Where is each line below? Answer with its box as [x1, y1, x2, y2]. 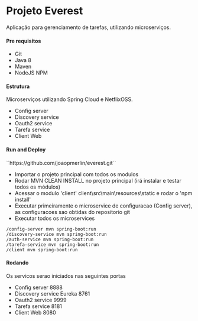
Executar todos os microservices [14, 215, 95, 222]
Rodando [6, 259, 29, 267]
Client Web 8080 [14, 309, 56, 316]
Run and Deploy [6, 146, 46, 153]
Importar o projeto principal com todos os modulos [14, 170, 139, 178]
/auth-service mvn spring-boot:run [6, 236, 94, 242]
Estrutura [6, 83, 30, 90]
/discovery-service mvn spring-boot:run [6, 231, 108, 237]
